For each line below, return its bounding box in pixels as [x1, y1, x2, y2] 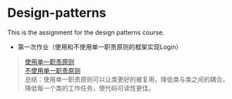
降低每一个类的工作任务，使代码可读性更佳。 [24, 84, 155, 92]
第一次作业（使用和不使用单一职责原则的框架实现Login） [17, 42, 183, 51]
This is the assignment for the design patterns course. [7, 28, 164, 37]
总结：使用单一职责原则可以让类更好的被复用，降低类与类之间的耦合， [24, 75, 229, 84]
